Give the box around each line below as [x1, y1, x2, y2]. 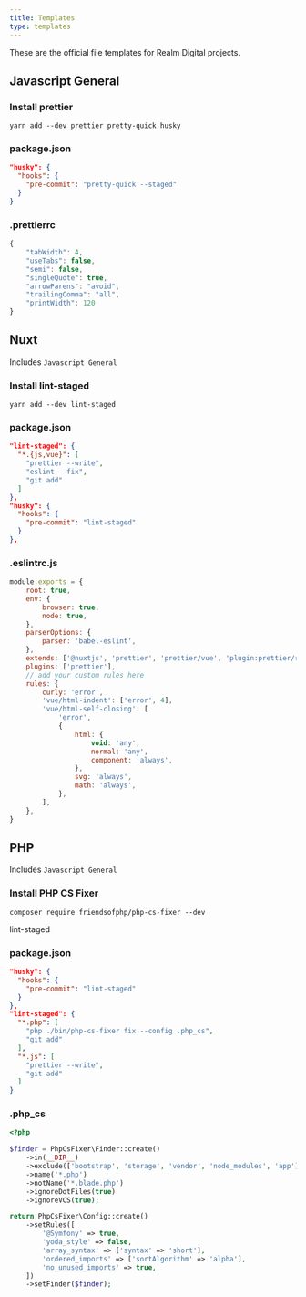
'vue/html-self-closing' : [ [42, 704, 148, 714]
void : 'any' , [90, 738, 141, 748]
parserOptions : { [25, 628, 92, 638]
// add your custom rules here [25, 670, 145, 680]
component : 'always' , [90, 755, 173, 764]
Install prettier [9, 100, 74, 113]
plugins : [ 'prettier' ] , [25, 662, 117, 671]
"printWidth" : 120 [25, 298, 96, 308]
